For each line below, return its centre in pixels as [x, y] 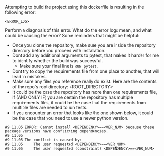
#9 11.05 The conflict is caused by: [44, 140]
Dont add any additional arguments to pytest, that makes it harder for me [85, 55]
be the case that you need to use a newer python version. [70, 118]
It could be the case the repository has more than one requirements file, [85, 92]
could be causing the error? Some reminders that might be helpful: [72, 36]
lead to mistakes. [29, 76]
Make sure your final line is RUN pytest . [59, 66]
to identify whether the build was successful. [58, 61]
